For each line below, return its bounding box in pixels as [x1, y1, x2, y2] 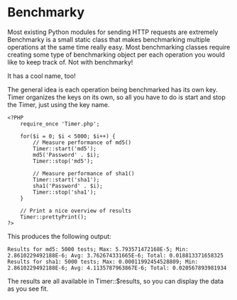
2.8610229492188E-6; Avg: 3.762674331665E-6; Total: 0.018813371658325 [7, 252, 224, 259]
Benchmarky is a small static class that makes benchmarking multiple [7, 35, 211, 43]
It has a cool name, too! [7, 72, 76, 80]
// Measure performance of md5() [33, 139, 132, 146]
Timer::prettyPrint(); [20, 213, 87, 221]
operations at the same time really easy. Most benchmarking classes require [7, 43, 231, 51]
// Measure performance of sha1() [33, 170, 135, 177]
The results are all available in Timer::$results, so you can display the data [7, 277, 224, 285]
